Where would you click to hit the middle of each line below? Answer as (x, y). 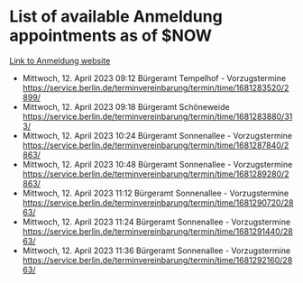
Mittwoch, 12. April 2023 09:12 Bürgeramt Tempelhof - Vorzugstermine (154, 78)
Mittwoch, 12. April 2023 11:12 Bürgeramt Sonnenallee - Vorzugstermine (156, 193)
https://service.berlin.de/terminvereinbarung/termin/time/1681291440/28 (157, 231)
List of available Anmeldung (116, 17)
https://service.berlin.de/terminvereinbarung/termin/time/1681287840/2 (156, 145)
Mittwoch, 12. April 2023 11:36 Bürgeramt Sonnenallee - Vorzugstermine (156, 251)
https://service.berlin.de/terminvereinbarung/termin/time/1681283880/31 (157, 116)
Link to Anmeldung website (60, 60)
